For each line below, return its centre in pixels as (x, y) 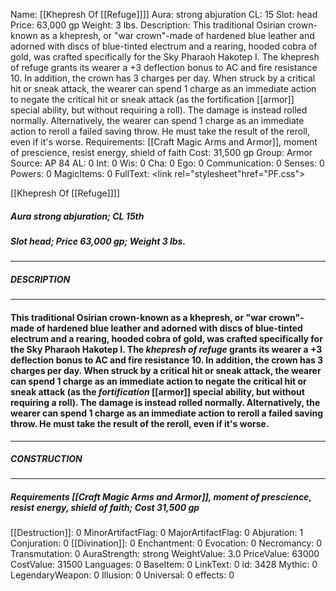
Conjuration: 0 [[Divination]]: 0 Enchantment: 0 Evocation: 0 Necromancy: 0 (166, 543)
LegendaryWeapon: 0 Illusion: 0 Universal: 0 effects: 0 (122, 575)
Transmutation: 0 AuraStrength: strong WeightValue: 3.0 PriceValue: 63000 (165, 554)
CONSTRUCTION (46, 459)
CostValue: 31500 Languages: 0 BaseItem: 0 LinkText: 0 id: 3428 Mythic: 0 (164, 565)
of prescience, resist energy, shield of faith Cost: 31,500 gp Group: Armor (161, 152)
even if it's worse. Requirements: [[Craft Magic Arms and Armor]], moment (164, 142)
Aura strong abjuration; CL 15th (77, 216)
